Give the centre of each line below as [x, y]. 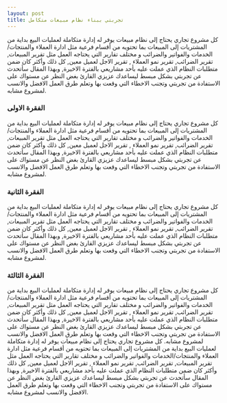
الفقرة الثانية [26, 191]
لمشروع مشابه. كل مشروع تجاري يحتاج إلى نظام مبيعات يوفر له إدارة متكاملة [105, 341]
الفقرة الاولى [26, 108]
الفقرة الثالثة [26, 276]
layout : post [26, 13]
